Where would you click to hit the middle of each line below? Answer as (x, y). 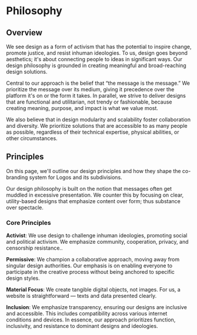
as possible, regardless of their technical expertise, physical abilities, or (93, 132)
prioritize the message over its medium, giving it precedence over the (90, 89)
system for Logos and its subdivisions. (76, 177)
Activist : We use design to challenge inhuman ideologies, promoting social (97, 236)
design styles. (23, 278)
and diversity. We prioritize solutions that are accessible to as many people (97, 126)
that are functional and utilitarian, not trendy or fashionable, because (89, 102)
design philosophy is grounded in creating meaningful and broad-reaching (96, 65)
